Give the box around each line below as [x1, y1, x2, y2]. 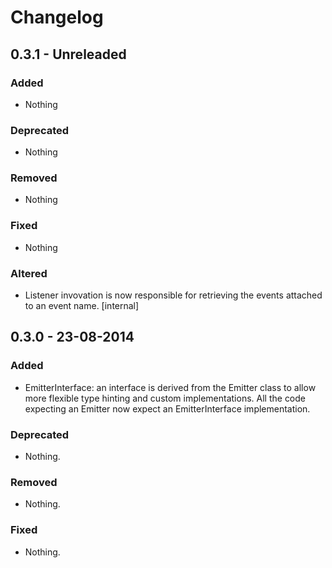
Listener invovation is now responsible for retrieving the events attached [24, 289, 323, 301]
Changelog [10, 6, 104, 29]
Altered [10, 266, 48, 280]
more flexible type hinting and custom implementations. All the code [24, 392, 307, 404]
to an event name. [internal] [24, 300, 140, 312]
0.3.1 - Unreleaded [10, 46, 127, 63]
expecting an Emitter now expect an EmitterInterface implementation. [24, 402, 311, 415]
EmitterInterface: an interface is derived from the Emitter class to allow [24, 381, 317, 393]
